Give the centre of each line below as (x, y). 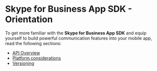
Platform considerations (37, 58)
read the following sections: (33, 43)
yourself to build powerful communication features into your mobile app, (78, 38)
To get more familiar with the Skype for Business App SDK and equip (76, 33)
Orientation (29, 19)
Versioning (23, 63)
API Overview (26, 53)
